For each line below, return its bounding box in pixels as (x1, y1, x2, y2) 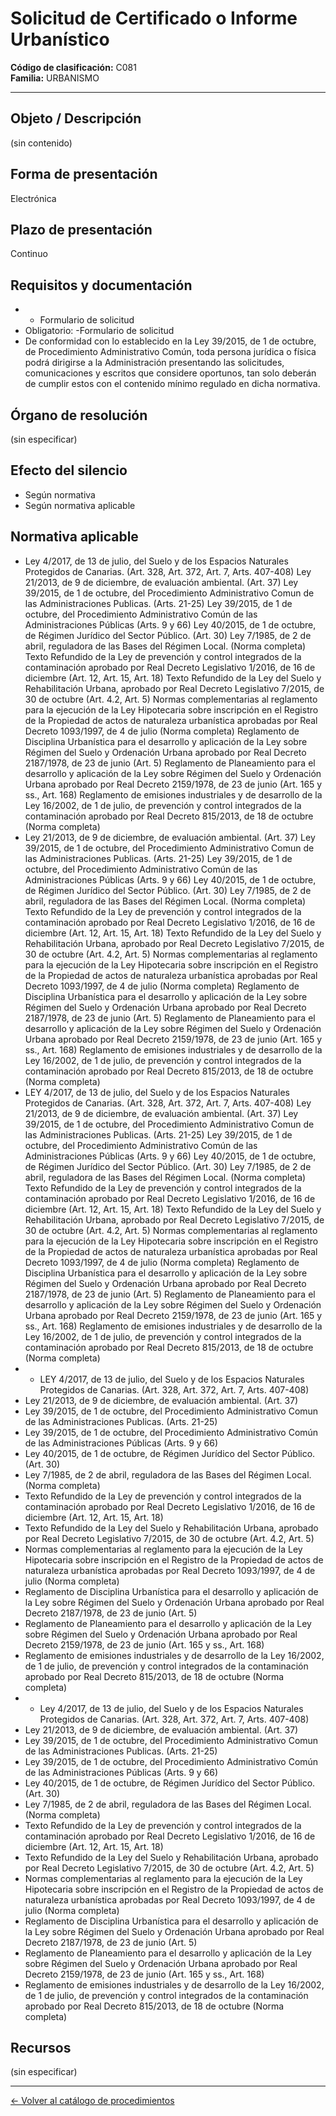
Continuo (10, 248, 48, 260)
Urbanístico (10, 28, 110, 51)
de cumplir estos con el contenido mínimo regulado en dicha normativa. (24, 378, 321, 390)
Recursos (10, 2040, 72, 2057)
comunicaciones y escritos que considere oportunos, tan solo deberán (24, 367, 317, 379)
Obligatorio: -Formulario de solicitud (24, 325, 175, 337)
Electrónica (10, 192, 57, 204)
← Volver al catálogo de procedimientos (10, 2095, 175, 2107)
